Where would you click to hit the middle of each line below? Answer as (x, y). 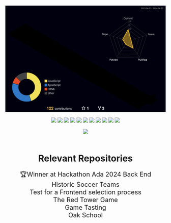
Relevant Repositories (85, 158)
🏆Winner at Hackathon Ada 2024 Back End (85, 175)
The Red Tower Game (85, 200)
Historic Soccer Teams (85, 185)
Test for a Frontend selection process (85, 192)
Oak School (85, 215)
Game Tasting (85, 208)
